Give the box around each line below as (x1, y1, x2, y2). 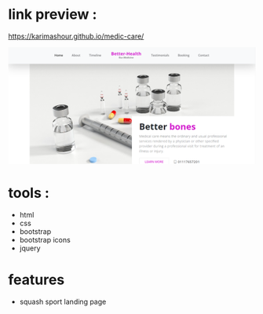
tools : (8, 184, 49, 202)
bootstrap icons (19, 235, 71, 244)
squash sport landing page (19, 297, 107, 306)
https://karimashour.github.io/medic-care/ (8, 31, 144, 41)
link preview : (8, 5, 97, 24)
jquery (19, 243, 41, 253)
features (8, 271, 65, 288)
